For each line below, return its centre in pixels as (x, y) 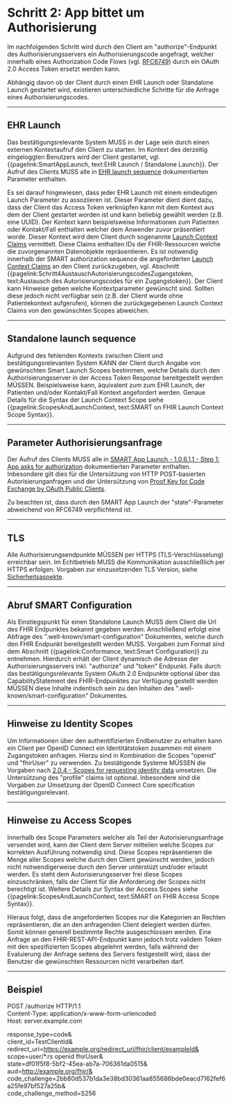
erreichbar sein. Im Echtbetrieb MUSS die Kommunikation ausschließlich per (116, 562)
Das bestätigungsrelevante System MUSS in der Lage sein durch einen (108, 142)
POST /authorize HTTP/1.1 (44, 1006)
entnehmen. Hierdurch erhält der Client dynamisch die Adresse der (103, 659)
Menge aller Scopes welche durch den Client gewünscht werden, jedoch (111, 859)
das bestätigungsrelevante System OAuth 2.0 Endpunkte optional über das (114, 673)
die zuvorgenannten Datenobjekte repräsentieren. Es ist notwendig (103, 251)
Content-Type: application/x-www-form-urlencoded (81, 1014)
